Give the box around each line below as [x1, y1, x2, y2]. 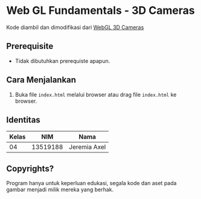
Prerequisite [6, 41, 54, 51]
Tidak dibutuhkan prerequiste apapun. [14, 57, 110, 64]
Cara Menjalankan [6, 75, 77, 85]
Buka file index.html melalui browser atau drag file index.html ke [14, 91, 177, 98]
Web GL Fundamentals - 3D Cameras [6, 4, 195, 18]
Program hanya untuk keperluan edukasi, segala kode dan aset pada [6, 180, 177, 187]
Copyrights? [6, 163, 54, 174]
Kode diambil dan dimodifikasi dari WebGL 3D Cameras [6, 24, 144, 31]
